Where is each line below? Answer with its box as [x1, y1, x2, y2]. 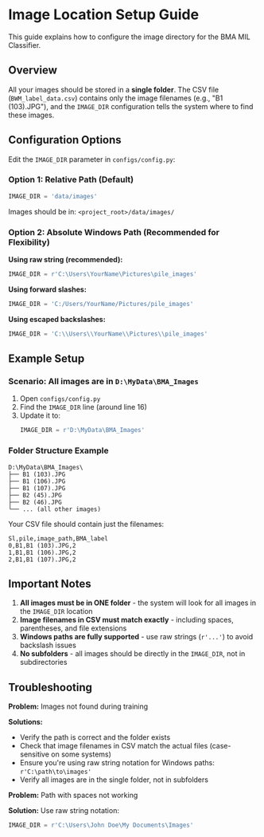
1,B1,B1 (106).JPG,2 [8, 548, 77, 556]
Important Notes [8, 576, 91, 591]
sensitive [19, 749, 50, 759]
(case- [209, 741, 231, 751]
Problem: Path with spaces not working [8, 791, 138, 800]
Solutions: [8, 717, 44, 727]
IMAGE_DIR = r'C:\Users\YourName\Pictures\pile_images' [8, 270, 197, 278]
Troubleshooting [8, 680, 93, 694]
